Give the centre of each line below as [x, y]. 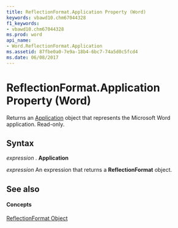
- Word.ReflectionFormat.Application [54, 46]
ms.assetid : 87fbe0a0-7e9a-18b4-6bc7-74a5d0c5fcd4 [72, 52]
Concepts [19, 205]
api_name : [19, 40]
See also [23, 189]
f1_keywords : [23, 23]
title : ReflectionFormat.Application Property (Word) [76, 12]
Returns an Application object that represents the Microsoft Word [88, 117]
